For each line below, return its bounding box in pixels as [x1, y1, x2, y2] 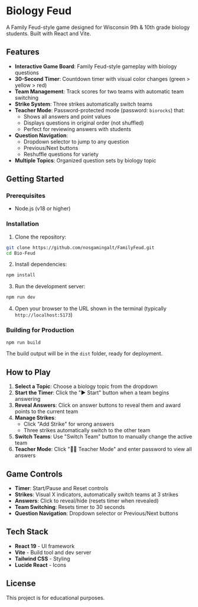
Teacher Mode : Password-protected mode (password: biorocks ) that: [14, 106, 185, 113]
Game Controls [6, 469, 63, 479]
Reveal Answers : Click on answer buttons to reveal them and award [14, 402, 181, 409]
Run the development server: [14, 283, 86, 290]
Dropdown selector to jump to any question [23, 138, 129, 145]
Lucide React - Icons [14, 561, 67, 568]
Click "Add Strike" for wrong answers [23, 420, 115, 427]
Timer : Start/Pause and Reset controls [14, 485, 109, 492]
